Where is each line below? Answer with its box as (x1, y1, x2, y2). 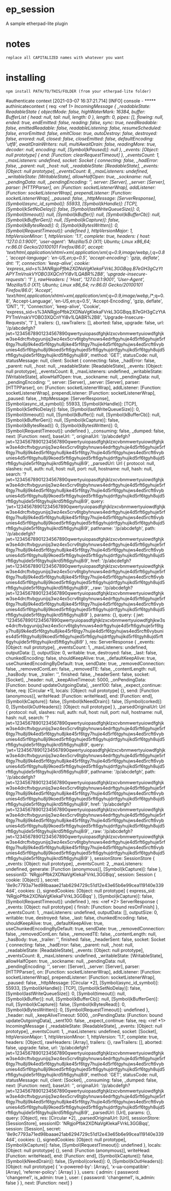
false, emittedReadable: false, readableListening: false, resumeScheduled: (6, 125, 162, 131)
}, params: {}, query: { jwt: (89, 612, 144, 618)
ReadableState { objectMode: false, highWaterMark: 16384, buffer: (6, 108, 146, 115)
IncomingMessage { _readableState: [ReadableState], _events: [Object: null (6, 1022, 163, 1029)
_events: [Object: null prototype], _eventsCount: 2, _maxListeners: (6, 861, 144, 867)
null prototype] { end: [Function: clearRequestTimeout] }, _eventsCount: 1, (6, 152, 160, 158)
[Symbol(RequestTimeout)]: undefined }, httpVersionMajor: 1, (6, 228, 133, 234)
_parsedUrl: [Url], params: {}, (90, 1109, 152, 1116)
